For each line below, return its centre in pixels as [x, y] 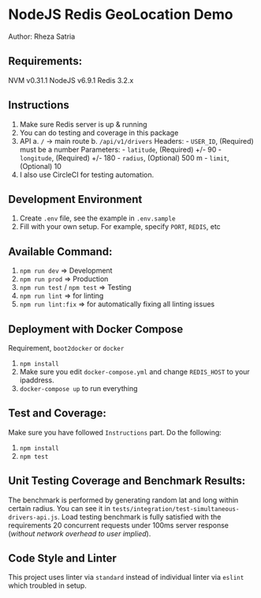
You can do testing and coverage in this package [99, 133]
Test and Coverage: [57, 414]
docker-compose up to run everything [78, 388]
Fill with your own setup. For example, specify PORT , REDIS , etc [120, 227]
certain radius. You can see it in [59, 508]
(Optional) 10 [40, 166]
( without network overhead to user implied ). [80, 533]
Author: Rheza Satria [42, 36]
